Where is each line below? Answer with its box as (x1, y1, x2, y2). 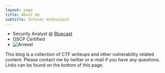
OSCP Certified (12, 36, 45, 42)
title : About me (5, 12, 40, 17)
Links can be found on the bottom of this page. (5, 62, 104, 68)
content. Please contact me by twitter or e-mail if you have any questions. (5, 57, 160, 63)
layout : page (5, 7, 33, 13)
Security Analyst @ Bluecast (12, 31, 73, 37)
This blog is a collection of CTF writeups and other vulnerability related (5, 51, 154, 57)
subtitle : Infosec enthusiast (5, 17, 70, 22)
